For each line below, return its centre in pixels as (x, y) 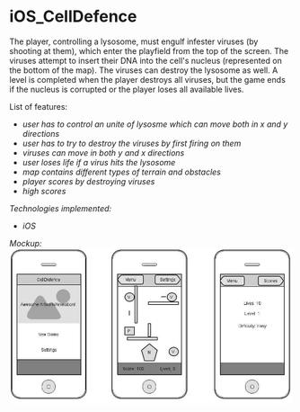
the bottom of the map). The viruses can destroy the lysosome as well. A (144, 70)
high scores (44, 191)
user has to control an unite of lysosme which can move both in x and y (155, 124)
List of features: (39, 106)
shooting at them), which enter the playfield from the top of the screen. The (149, 50)
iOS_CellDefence (73, 17)
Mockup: (26, 243)
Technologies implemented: (61, 208)
